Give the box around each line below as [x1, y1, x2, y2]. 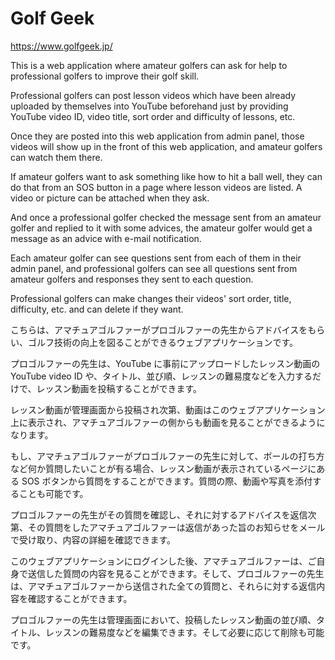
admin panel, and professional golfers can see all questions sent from [10, 262, 298, 274]
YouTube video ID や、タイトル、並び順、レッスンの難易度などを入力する [10, 370, 313, 382]
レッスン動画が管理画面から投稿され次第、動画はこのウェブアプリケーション [10, 403, 326, 416]
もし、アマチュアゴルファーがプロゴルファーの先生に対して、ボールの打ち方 [10, 450, 325, 462]
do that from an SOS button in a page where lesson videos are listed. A [10, 181, 303, 193]
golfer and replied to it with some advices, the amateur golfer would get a [10, 222, 313, 234]
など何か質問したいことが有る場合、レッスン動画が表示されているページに [10, 462, 317, 474]
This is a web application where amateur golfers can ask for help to [10, 59, 288, 71]
